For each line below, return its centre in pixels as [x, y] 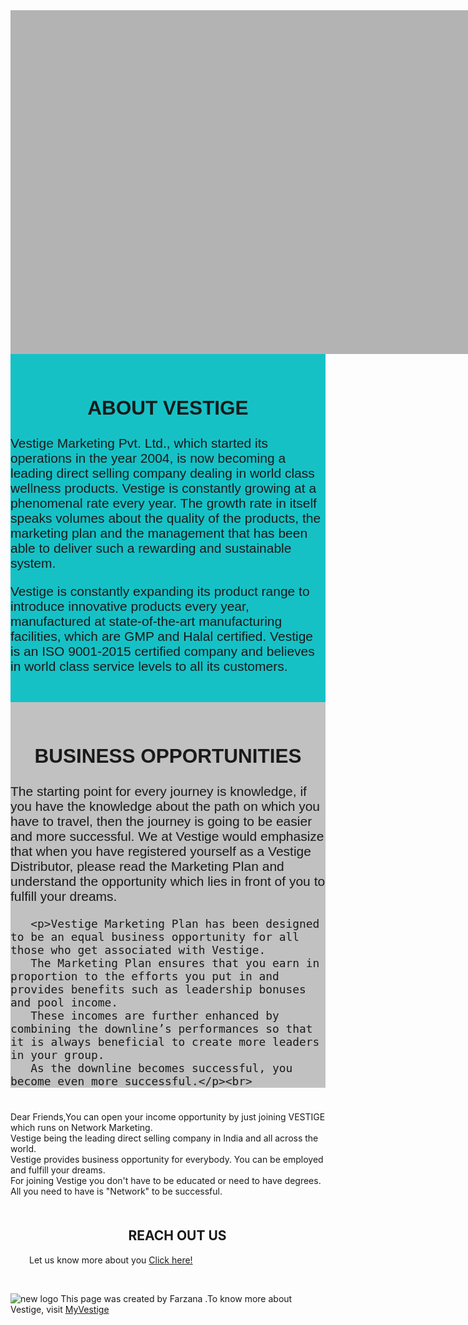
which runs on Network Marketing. [81, 1128]
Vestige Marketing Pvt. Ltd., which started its [139, 443]
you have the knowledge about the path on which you [165, 806]
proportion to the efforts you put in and [145, 976]
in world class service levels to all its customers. [149, 666]
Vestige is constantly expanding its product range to [160, 591]
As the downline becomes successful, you [161, 1068]
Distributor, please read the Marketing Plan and [147, 866]
